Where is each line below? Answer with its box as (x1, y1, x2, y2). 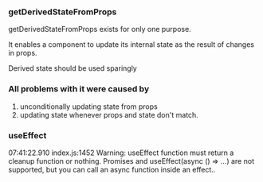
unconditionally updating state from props (19, 102, 158, 111)
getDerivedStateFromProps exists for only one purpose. (8, 25, 191, 34)
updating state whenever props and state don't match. (19, 110, 199, 119)
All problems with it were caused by (8, 83, 150, 95)
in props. (8, 48, 37, 58)
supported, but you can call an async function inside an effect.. (8, 165, 216, 174)
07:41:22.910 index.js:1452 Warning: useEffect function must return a (8, 148, 234, 157)
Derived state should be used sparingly (8, 64, 137, 73)
